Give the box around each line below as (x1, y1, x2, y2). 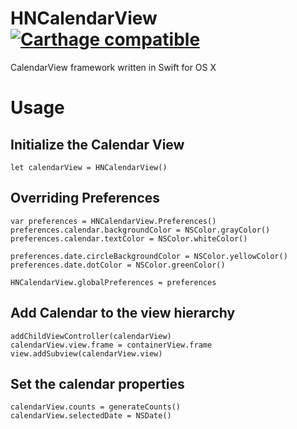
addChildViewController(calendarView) (10, 331, 172, 341)
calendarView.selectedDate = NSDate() (10, 411, 172, 421)
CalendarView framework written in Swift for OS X (10, 61, 217, 73)
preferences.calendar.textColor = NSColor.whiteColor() (10, 233, 248, 244)
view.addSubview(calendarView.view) (10, 348, 163, 359)
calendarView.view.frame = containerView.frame (10, 340, 213, 350)
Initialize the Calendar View (10, 136, 185, 153)
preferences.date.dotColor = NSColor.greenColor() (10, 260, 226, 270)
